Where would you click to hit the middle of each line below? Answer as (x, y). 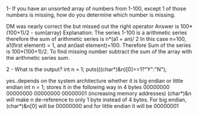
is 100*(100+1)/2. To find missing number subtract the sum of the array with (99, 52)
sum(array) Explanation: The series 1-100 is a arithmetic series (111, 33)
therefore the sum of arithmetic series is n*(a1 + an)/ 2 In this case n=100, (96, 39)
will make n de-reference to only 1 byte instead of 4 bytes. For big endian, (96, 100)
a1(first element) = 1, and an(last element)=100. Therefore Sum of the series (99, 45)
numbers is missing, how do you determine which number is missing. (91, 15)
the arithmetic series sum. (38, 58)
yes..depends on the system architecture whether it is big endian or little (95, 81)
